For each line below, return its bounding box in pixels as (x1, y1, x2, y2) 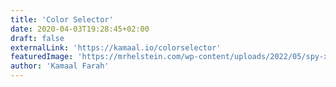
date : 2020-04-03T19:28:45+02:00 (10, 24, 150, 34)
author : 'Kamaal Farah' (10, 61, 110, 71)
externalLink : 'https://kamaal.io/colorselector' (10, 42, 222, 53)
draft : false (10, 33, 65, 43)
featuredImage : (10, 52, 74, 62)
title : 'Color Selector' (10, 14, 114, 25)
